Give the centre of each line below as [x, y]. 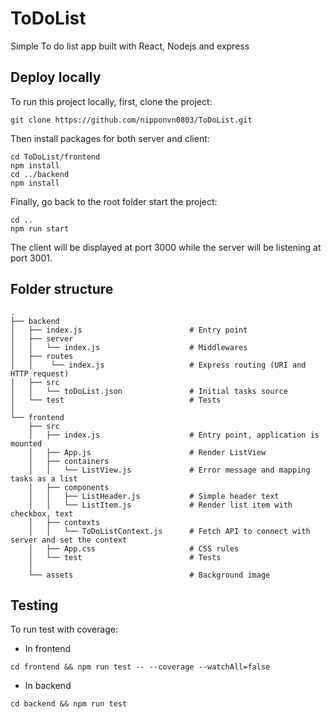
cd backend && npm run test [69, 704]
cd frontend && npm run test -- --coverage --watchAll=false [140, 667]
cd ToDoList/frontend [55, 157]
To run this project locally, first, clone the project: [111, 101]
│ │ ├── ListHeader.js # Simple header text [154, 496]
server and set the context [69, 540]
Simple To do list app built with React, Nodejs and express [130, 46]
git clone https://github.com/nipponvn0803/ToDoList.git [131, 120]
